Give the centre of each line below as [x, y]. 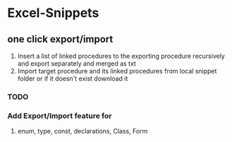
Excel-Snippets [53, 13]
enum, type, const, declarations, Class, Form [83, 131]
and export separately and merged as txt [77, 64]
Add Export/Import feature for [60, 116]
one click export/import [60, 39]
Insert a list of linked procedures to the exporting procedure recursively [121, 56]
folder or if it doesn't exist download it [73, 78]
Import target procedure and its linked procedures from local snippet [117, 71]
